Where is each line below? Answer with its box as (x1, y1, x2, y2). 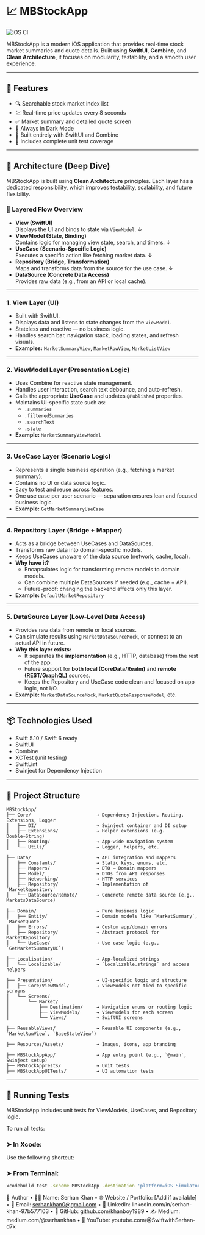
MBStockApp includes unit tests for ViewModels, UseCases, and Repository (6, 1106, 197, 1114)
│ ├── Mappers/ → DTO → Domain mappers (6, 865, 157, 872)
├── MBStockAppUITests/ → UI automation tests (6, 1068, 154, 1074)
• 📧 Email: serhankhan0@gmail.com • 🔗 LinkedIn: (6, 1201, 131, 1208)
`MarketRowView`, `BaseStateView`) (6, 1031, 97, 1037)
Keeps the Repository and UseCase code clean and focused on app (24, 678, 195, 686)
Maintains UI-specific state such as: (15, 399, 106, 406)
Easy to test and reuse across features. (15, 485, 114, 493)
